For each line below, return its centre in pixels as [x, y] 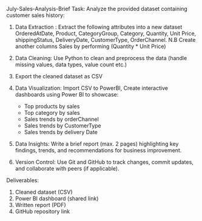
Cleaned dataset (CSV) [44, 192]
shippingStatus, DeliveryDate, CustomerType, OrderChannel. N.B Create [105, 40]
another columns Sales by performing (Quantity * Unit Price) [90, 46]
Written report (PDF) [41, 205]
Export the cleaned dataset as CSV [59, 76]
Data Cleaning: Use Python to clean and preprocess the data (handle [101, 58]
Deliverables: [23, 180]
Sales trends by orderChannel [61, 119]
